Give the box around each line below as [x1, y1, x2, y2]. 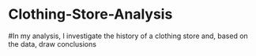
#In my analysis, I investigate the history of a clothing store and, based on [8, 31, 249, 40]
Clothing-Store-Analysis [8, 5, 173, 23]
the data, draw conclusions [8, 39, 97, 48]
